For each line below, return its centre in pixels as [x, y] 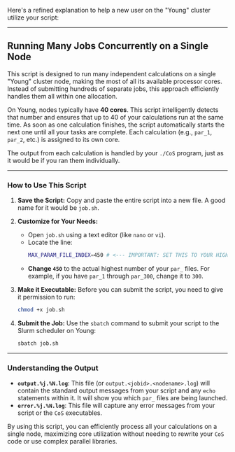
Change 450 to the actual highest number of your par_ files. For [119, 268]
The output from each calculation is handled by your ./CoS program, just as [115, 153]
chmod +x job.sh [41, 310]
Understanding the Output [53, 368]
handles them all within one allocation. [62, 96]
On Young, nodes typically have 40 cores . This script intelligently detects [113, 110]
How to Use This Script [47, 185]
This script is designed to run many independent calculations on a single [112, 73]
